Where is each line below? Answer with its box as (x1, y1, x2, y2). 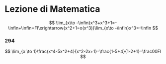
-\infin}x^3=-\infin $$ (114, 25, 159, 31)
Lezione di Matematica (4, 3, 100, 15)
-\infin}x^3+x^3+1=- (76, 20, 117, 26)
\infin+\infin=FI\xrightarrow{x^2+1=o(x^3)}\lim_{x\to (7, 25, 114, 31)
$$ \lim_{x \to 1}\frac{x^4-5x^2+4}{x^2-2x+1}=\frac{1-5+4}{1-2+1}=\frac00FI (4, 48, 162, 55)
